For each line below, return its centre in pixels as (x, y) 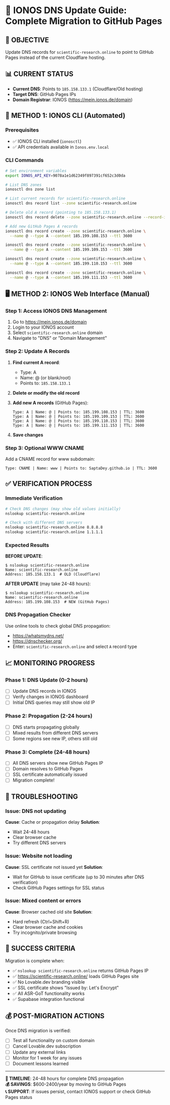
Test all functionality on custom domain (54, 1041)
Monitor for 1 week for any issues (47, 1058)
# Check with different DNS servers (44, 523)
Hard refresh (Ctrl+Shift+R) (41, 922)
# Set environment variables (36, 171)
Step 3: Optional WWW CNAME (45, 448)
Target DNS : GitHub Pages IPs (44, 94)
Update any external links (39, 1052)
